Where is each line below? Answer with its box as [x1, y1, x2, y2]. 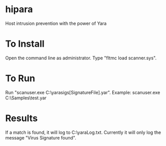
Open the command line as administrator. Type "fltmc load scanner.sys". [5, 55, 157, 61]
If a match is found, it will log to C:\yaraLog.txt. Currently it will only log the [5, 129, 161, 135]
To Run [5, 72, 36, 84]
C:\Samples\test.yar [5, 95, 47, 101]
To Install [5, 38, 45, 50]
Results [5, 113, 38, 124]
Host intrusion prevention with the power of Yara [5, 20, 107, 26]
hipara [5, 4, 33, 15]
